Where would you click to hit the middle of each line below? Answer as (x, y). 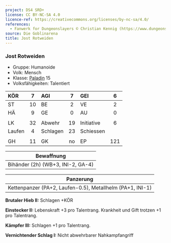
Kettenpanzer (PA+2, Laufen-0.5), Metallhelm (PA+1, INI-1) (80, 188)
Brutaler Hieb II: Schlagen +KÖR (39, 200)
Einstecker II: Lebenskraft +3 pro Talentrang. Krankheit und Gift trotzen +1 (83, 210)
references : (18, 24)
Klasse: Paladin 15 (32, 78)
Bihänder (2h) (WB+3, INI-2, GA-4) (51, 165)
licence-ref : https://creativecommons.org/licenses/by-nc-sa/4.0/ (77, 19)
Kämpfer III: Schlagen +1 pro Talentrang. (48, 225)
